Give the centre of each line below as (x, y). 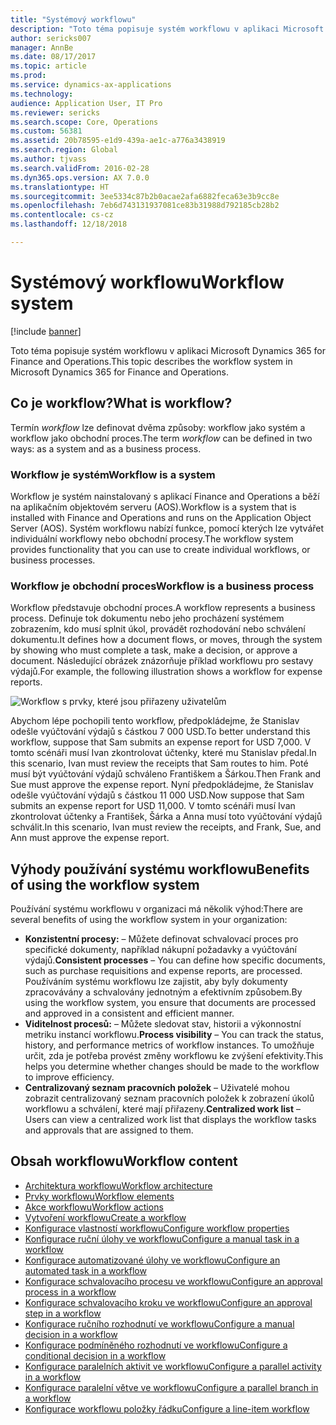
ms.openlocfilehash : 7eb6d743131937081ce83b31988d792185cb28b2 (145, 206)
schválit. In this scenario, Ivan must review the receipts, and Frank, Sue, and (166, 827)
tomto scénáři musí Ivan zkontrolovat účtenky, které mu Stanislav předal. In (163, 753)
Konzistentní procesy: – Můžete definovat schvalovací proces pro (161, 939)
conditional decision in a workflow (95, 1355)
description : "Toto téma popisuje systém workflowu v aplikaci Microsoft (167, 29)
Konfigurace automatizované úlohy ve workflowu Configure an (152, 1260)
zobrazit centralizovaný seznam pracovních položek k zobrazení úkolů (169, 1098)
